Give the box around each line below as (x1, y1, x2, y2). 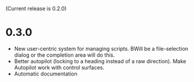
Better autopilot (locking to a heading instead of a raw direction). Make (14, 57, 187, 64)
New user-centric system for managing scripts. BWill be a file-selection (14, 45, 189, 52)
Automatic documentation (14, 70, 77, 77)
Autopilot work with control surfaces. (14, 64, 105, 71)
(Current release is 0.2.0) (5, 5, 67, 12)
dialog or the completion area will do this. (14, 51, 115, 58)
